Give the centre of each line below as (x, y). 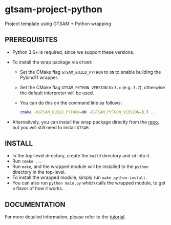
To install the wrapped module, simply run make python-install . (79, 177)
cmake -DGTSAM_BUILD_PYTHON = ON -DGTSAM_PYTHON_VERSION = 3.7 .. (88, 112)
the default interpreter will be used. (57, 93)
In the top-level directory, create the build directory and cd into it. (81, 156)
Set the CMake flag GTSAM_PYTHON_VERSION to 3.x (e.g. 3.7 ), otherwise (92, 87)
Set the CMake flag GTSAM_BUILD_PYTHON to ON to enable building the (90, 72)
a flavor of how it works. (38, 189)
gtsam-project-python (54, 9)
